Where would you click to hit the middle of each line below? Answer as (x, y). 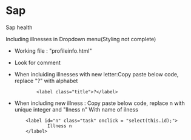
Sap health (19, 27)
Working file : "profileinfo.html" (53, 51)
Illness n (59, 126)
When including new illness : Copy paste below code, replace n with (100, 103)
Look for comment (38, 62)
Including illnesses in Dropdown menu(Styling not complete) (81, 39)
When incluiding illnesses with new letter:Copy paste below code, (96, 74)
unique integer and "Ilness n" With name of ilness (76, 109)
